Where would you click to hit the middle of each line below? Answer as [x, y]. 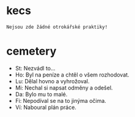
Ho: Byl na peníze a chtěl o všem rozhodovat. [72, 75]
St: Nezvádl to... [35, 68]
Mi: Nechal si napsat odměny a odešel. [64, 88]
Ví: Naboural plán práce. [46, 107]
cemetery [31, 51]
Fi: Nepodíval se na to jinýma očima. [61, 100]
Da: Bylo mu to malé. [41, 94]
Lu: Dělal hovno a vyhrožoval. [52, 81]
